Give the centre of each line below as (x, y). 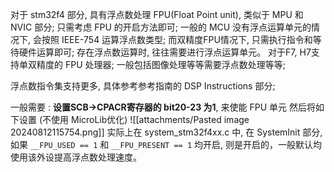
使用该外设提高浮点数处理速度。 (76, 157)
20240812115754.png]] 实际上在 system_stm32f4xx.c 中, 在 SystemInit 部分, (166, 132)
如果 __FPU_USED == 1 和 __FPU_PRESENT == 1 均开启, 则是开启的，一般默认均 (166, 144)
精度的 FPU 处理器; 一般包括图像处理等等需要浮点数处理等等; (161, 64)
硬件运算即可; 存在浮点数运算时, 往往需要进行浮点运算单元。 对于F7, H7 (165, 52)
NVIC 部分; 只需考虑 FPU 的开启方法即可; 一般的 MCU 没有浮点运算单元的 (161, 27)
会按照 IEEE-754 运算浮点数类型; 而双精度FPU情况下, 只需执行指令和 (172, 39)
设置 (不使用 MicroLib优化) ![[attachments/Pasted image (134, 119)
